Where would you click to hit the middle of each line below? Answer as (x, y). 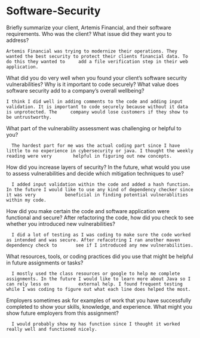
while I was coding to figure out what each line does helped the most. (99, 289)
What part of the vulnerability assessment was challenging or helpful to (94, 128)
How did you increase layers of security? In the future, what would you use (98, 167)
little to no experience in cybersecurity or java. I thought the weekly (100, 150)
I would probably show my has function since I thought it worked (96, 324)
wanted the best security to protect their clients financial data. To (97, 56)
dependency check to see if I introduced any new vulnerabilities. (100, 245)
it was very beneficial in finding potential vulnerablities (97, 195)
